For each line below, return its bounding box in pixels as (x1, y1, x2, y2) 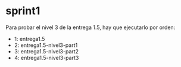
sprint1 (5, 4, 40, 18)
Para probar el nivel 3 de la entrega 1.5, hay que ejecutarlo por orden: (5, 24, 176, 31)
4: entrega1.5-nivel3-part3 (14, 54, 79, 61)
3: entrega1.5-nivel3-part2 (14, 47, 79, 55)
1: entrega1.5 (14, 35, 45, 42)
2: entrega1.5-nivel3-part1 (14, 42, 78, 49)
